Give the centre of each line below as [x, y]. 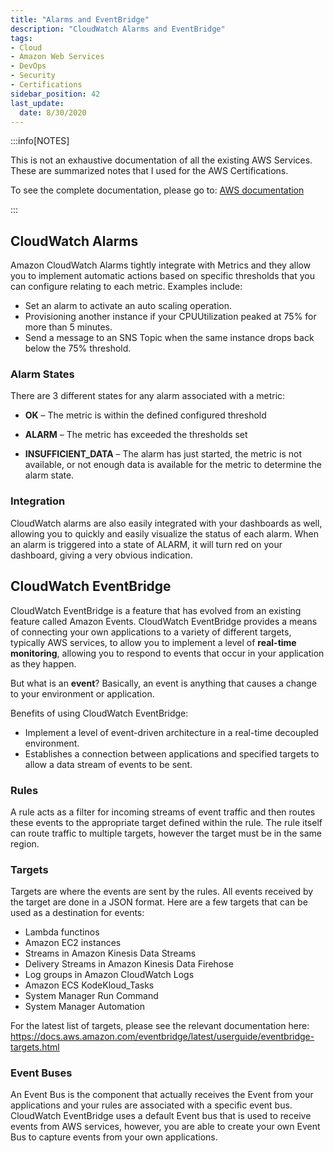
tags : [21, 38]
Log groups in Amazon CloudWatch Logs [109, 975]
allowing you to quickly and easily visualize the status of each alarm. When [164, 533]
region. [25, 843]
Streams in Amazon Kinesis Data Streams [110, 953]
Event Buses [41, 1073]
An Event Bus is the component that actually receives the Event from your [162, 1095]
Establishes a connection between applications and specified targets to [172, 753]
